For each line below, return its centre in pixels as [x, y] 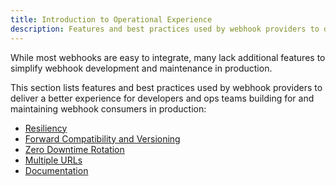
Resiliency [46, 128]
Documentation [56, 170]
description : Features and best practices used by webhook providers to [165, 29]
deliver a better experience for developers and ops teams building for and [162, 98]
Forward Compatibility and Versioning [102, 138]
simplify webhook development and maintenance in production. [141, 68]
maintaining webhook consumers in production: [108, 108]
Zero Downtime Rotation [74, 149]
